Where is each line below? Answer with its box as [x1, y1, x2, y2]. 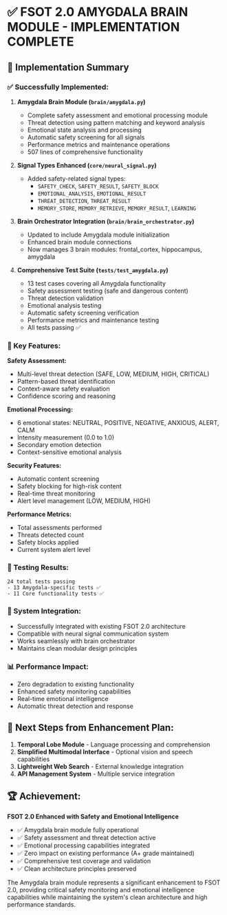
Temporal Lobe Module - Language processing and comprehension [17, 740, 210, 749]
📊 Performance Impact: [7, 662, 89, 671]
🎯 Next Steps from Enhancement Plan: [7, 722, 174, 734]
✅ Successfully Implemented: [7, 82, 109, 92]
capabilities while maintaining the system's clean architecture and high [7, 893, 208, 901]
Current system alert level [17, 546, 91, 554]
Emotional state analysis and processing [27, 126, 142, 134]
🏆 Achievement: [7, 791, 81, 803]
